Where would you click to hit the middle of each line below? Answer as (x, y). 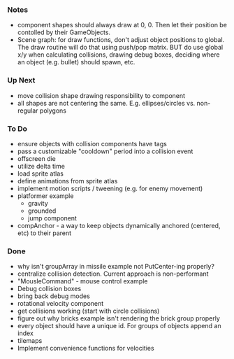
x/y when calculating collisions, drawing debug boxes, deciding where (118, 55)
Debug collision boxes (49, 289)
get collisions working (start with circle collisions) (88, 311)
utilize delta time (41, 166)
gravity (38, 203)
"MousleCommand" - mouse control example (82, 281)
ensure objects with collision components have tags (92, 143)
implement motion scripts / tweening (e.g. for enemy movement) (110, 188)
